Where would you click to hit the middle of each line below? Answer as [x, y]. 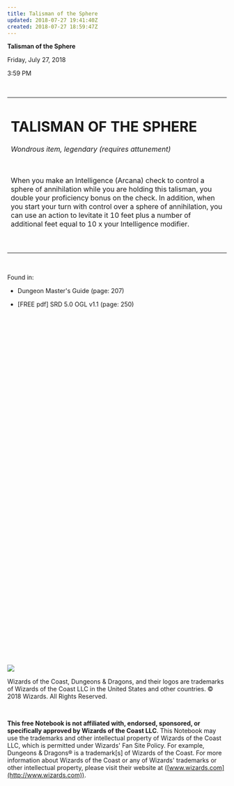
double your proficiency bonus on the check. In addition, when [113, 198]
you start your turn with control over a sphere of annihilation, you [117, 206]
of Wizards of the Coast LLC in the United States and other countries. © [110, 689]
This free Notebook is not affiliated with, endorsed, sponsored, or [104, 723]
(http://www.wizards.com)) [46, 775]
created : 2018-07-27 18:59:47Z [53, 26]
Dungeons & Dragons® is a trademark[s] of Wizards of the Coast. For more [115, 753]
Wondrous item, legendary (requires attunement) [91, 149]
